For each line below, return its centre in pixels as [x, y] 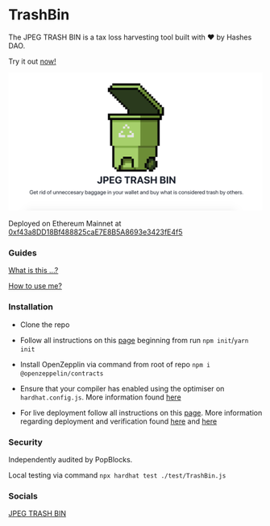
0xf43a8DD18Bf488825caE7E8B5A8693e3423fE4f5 [96, 232]
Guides [23, 253]
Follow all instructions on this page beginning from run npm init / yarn [134, 340]
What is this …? [33, 271]
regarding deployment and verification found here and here [118, 421]
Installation [31, 307]
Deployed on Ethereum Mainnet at [65, 224]
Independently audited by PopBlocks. [71, 459]
